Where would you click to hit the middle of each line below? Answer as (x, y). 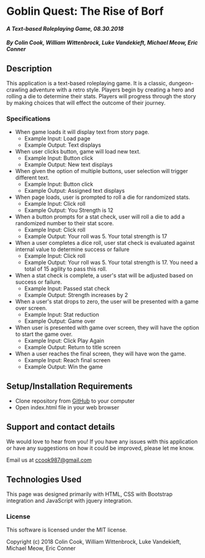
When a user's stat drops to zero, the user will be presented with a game (107, 301)
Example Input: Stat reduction (61, 315)
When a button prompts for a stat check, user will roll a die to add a (100, 217)
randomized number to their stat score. (65, 223)
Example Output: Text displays (63, 145)
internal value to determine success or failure (72, 249)
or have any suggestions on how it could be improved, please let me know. (100, 448)
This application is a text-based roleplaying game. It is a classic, (87, 83)
